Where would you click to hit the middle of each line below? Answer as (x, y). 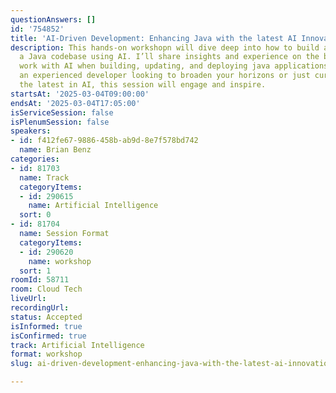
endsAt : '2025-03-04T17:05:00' (75, 103)
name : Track (44, 177)
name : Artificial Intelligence (93, 206)
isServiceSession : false (62, 112)
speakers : (31, 131)
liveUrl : (28, 299)
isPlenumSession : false (60, 122)
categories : (35, 159)
